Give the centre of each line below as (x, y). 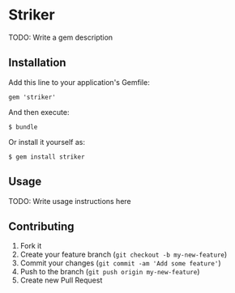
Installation (37, 63)
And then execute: (39, 112)
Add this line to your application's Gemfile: (79, 82)
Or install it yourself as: (47, 142)
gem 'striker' (32, 97)
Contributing (41, 226)
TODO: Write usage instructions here (70, 201)
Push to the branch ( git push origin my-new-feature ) (110, 272)
